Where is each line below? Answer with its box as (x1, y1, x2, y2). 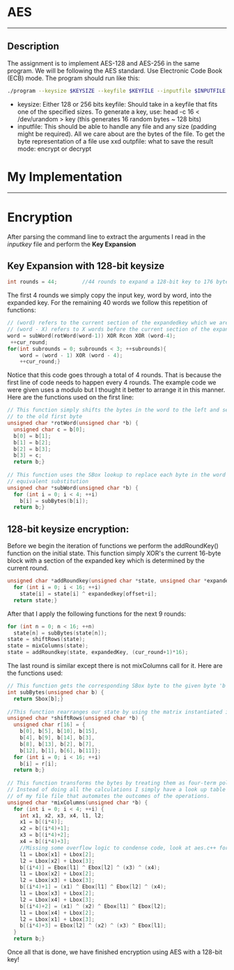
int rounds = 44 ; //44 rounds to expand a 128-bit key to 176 (7, 278, 214, 286)
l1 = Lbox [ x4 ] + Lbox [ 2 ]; (19, 909, 95, 916)
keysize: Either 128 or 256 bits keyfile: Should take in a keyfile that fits (17, 100, 218, 108)
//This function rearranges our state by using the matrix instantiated (7, 708, 223, 715)
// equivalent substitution (7, 478, 89, 485)
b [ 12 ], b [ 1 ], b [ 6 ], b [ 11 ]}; (19, 747, 101, 754)
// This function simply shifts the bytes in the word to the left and (7, 407, 219, 414)
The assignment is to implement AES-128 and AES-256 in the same (7, 59, 200, 67)
